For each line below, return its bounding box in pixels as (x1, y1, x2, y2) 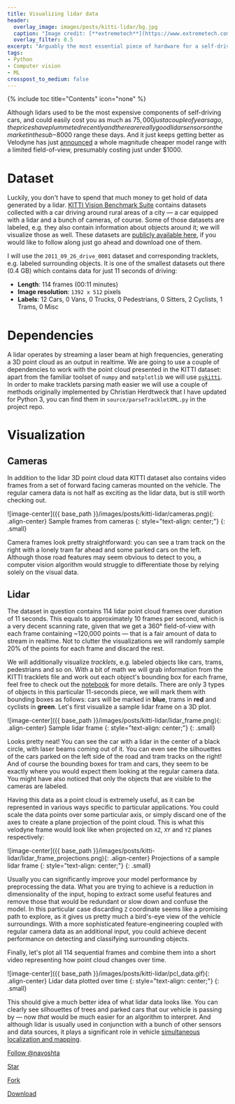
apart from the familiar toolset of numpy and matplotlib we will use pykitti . (7, 373, 222, 381)
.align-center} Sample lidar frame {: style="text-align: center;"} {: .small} (7, 724, 215, 732)
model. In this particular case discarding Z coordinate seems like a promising (7, 905, 228, 913)
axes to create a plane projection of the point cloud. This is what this (7, 818, 205, 827)
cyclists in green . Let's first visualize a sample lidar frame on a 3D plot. (7, 703, 212, 711)
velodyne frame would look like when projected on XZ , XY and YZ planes (7, 825, 212, 834)
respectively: (7, 833, 45, 842)
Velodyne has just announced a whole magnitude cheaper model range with (7, 138, 227, 147)
